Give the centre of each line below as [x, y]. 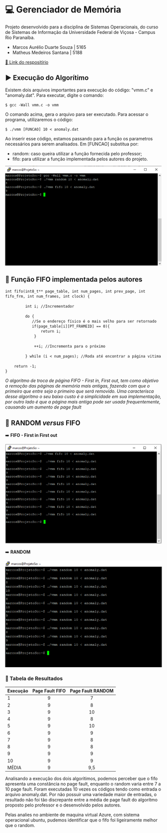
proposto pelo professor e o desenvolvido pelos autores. [63, 805]
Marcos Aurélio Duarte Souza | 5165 [49, 47]
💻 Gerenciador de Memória [63, 10]
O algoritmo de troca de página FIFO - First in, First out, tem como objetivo [82, 381]
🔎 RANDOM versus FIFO [43, 423]
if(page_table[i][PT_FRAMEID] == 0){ [71, 327]
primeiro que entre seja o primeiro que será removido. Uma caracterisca [80, 391]
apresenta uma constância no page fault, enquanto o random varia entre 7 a [83, 784]
